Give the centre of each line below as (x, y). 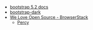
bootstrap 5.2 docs (29, 7)
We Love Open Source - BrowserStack (49, 17)
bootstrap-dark (25, 12)
